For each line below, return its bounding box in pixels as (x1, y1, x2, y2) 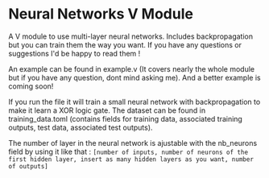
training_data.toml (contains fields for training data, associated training (8, 114, 243, 123)
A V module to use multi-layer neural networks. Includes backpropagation (8, 31, 254, 41)
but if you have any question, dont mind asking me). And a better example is (8, 72, 261, 82)
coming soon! (8, 81, 54, 91)
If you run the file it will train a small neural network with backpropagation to (8, 97, 261, 106)
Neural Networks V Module (8, 5, 193, 23)
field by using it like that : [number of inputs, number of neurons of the (8, 147, 248, 156)
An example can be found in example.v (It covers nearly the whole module (8, 64, 255, 73)
